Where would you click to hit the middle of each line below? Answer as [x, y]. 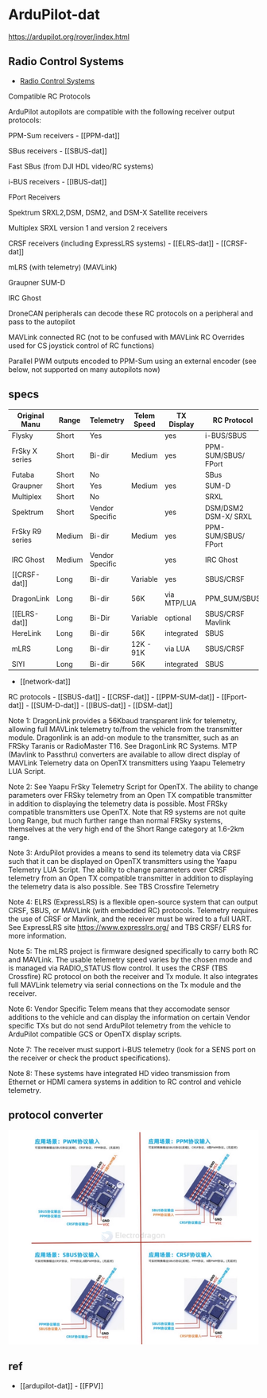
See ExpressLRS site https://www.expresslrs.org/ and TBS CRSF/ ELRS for [130, 927]
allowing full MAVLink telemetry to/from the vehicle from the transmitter [126, 730]
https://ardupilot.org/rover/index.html [69, 37]
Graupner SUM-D [37, 282]
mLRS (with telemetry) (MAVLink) [63, 267]
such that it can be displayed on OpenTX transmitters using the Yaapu [122, 862]
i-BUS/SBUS [226, 436]
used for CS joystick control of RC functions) [81, 345]
